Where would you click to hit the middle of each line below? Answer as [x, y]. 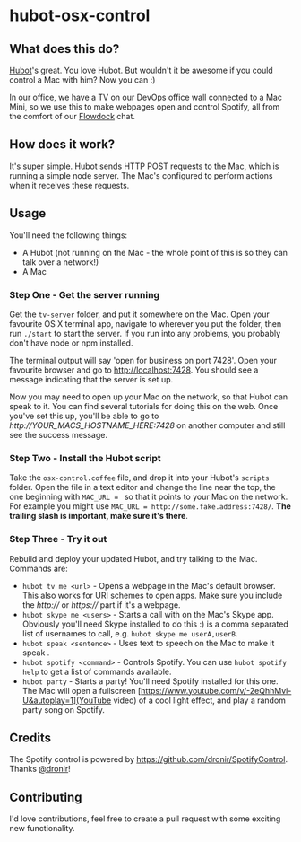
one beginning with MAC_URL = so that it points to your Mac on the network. [149, 497]
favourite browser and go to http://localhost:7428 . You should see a [134, 370]
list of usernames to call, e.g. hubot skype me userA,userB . [130, 633]
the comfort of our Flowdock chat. [73, 116]
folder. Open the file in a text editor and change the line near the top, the [142, 487]
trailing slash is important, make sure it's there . [99, 516]
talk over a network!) [60, 262]
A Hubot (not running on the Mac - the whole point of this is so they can [155, 252]
